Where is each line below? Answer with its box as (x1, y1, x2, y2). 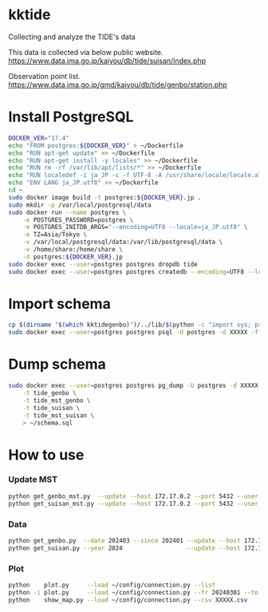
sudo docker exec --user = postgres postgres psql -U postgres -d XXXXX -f (8, 329, 259, 337)
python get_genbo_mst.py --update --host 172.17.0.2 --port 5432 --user (8, 492, 259, 500)
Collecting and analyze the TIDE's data (8, 32, 136, 41)
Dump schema (8, 355, 106, 373)
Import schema (8, 294, 112, 313)
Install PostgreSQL (8, 108, 134, 126)
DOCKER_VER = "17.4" (8, 134, 69, 142)
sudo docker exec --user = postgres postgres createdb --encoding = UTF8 (8, 267, 245, 276)
